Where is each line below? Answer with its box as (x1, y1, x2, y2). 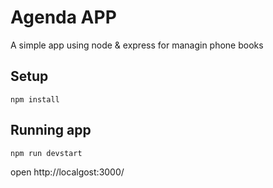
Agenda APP (10, 6, 117, 29)
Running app (10, 122, 92, 139)
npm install (10, 94, 60, 105)
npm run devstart (10, 148, 83, 158)
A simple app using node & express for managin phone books (10, 39, 264, 51)
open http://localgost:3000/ (10, 166, 125, 178)
